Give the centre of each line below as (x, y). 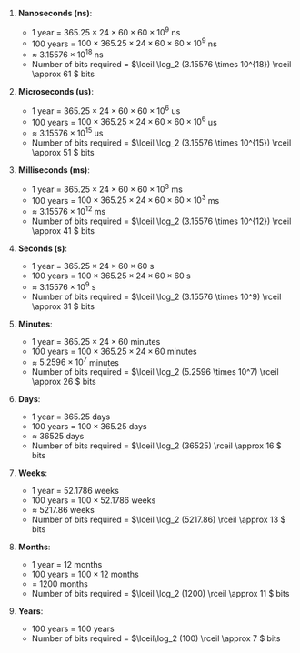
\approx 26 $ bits (64, 382)
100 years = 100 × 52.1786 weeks (94, 500)
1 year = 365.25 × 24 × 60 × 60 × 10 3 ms (107, 188)
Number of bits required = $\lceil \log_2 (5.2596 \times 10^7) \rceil (155, 372)
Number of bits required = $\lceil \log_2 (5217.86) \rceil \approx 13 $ (159, 520)
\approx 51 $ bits (63, 152)
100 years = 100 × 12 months (85, 574)
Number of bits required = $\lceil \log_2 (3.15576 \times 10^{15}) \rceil (161, 142)
